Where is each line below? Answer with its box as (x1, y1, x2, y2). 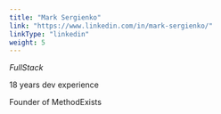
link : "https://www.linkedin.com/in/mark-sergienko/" (9, 21, 214, 30)
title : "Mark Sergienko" (9, 12, 102, 22)
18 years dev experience (9, 79, 100, 90)
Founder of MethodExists (9, 97, 102, 108)
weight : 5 (9, 37, 46, 47)
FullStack (9, 62, 44, 73)
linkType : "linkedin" (9, 29, 90, 38)
